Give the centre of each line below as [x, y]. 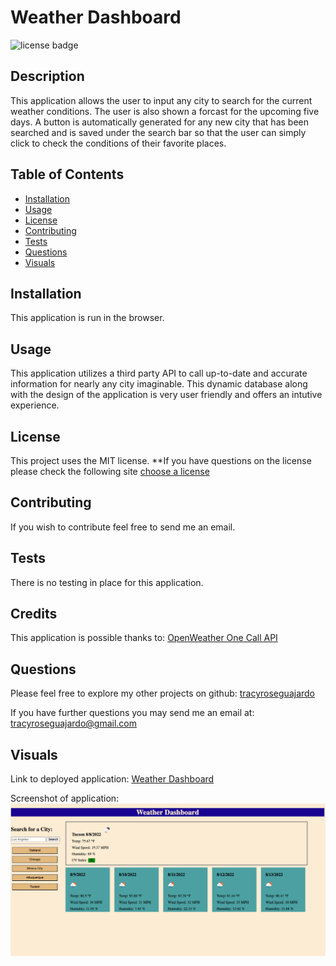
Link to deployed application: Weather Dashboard [112, 779]
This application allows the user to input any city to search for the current [161, 100]
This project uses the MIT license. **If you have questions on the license [161, 460]
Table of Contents [67, 174]
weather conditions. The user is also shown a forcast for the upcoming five [165, 111]
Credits [34, 614]
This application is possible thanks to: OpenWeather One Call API [144, 638]
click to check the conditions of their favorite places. [118, 143]
